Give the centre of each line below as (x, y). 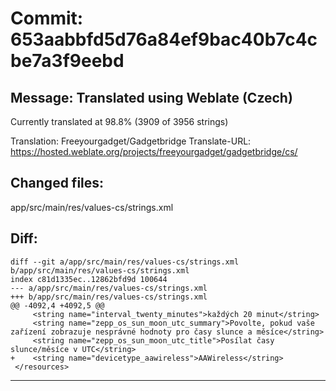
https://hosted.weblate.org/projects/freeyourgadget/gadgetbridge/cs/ (154, 151)
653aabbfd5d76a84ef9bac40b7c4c (164, 39)
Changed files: (57, 183)
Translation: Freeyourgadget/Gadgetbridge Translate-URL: (131, 141)
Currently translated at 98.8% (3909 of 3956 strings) (119, 121)
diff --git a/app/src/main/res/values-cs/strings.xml (125, 262)
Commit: (47, 18)
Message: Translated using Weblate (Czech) (151, 97)
